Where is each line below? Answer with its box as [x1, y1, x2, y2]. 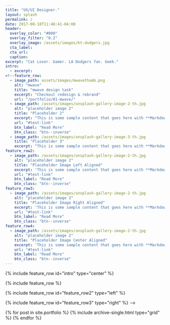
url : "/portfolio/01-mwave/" [14, 97, 76, 102]
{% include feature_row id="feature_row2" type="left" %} [5, 290, 125, 296]
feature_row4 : [5, 223, 35, 229]
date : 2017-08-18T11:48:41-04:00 [5, 21, 76, 27]
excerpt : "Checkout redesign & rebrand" [14, 92, 101, 97]
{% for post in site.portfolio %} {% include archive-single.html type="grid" [5, 309, 160, 315]
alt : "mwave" [14, 82, 42, 87]
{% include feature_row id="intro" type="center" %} [5, 270, 114, 276]
